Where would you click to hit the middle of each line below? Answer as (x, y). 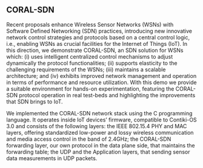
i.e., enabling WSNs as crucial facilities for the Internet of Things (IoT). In (97, 44)
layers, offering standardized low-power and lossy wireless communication (100, 132)
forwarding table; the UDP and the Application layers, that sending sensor (98, 152)
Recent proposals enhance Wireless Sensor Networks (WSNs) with (90, 24)
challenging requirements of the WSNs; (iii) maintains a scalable (86, 69)
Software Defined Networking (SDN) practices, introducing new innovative (99, 31)
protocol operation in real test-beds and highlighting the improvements (107, 95)
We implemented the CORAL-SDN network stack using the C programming (99, 113)
